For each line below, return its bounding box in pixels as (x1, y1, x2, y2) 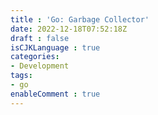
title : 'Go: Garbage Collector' (10, 14, 150, 25)
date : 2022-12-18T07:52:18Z (10, 24, 128, 34)
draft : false (10, 33, 70, 43)
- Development (10, 61, 70, 71)
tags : (10, 71, 33, 81)
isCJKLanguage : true (10, 42, 101, 53)
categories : (10, 52, 60, 62)
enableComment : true (10, 89, 101, 99)
